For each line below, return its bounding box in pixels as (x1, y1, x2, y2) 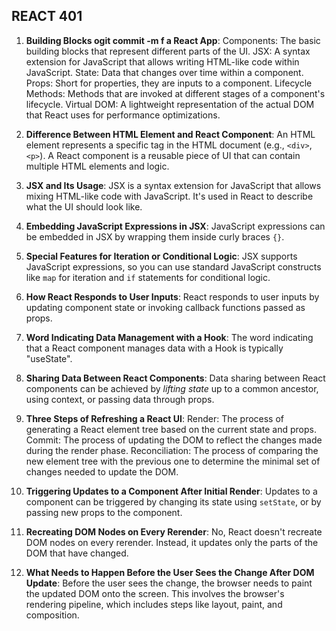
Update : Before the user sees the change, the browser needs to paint (25, 577, 313, 589)
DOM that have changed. (25, 547, 129, 559)
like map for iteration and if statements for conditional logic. (25, 271, 271, 283)
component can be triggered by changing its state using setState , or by (25, 495, 322, 508)
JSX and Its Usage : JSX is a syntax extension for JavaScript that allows (25, 179, 322, 191)
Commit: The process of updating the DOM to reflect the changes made (25, 434, 323, 446)
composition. (25, 609, 80, 621)
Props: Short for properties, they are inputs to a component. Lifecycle (25, 77, 313, 89)
